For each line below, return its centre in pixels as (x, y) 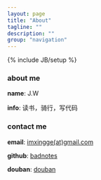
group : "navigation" (38, 40)
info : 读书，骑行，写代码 (43, 108)
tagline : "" (25, 27)
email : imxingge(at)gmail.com (50, 142)
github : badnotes (32, 155)
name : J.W (23, 94)
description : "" (31, 33)
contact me (27, 127)
